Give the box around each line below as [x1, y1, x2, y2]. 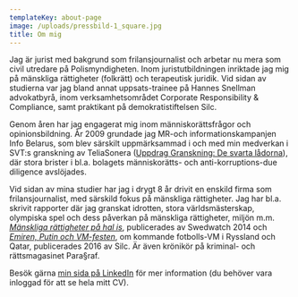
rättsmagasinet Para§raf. [9, 250, 100, 261]
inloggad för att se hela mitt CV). [9, 277, 130, 288]
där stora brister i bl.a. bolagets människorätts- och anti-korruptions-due [9, 157, 277, 168]
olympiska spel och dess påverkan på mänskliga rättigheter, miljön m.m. [9, 212, 276, 224]
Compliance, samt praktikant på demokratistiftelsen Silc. [9, 102, 217, 113]
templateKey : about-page [9, 13, 102, 22]
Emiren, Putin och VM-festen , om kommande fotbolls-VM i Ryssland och [9, 232, 276, 242]
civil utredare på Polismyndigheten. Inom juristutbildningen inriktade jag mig [9, 64, 289, 74]
